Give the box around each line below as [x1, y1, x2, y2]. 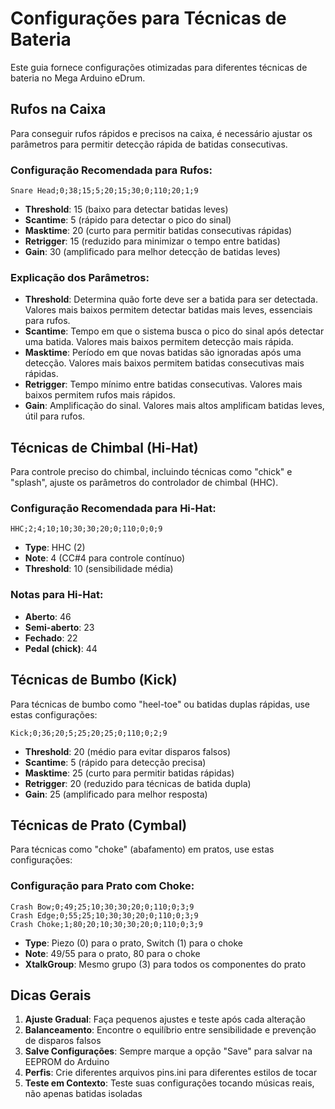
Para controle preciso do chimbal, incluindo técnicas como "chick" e [10, 466, 293, 478]
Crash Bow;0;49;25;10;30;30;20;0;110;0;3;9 [10, 902, 195, 912]
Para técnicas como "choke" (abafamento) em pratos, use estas [10, 843, 275, 856]
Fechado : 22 [24, 632, 78, 644]
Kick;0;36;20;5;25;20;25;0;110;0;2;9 [10, 728, 168, 738]
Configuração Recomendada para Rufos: [10, 163, 213, 177]
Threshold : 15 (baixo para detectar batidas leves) [24, 203, 229, 216]
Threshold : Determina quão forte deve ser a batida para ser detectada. [24, 293, 318, 306]
